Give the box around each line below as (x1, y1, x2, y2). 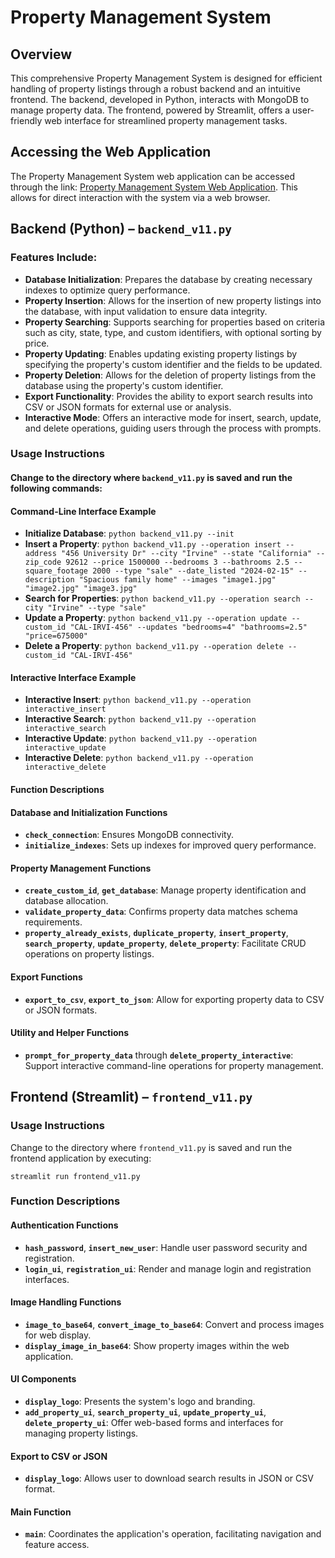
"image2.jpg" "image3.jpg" (24, 584, 138, 594)
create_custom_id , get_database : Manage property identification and (24, 884, 307, 896)
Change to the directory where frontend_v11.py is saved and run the (10, 1141, 293, 1153)
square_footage (24, 566, 89, 576)
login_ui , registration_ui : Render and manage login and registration (24, 1262, 312, 1275)
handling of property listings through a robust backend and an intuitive (10, 83, 301, 95)
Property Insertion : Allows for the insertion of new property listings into (24, 294, 322, 306)
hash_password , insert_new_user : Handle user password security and (24, 1241, 308, 1253)
